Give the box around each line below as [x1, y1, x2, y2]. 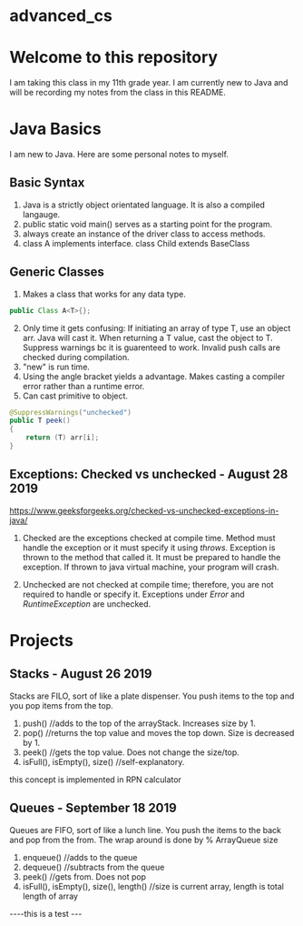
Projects [9, 629, 74, 650]
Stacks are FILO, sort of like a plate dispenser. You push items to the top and [9, 690, 295, 701]
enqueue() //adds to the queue [22, 851, 138, 862]
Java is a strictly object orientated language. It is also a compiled [22, 199, 266, 210]
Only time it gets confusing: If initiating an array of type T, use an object [22, 322, 291, 333]
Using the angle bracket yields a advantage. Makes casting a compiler [22, 370, 286, 382]
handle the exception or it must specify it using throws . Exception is [22, 542, 276, 553]
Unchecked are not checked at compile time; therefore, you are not [22, 579, 274, 589]
